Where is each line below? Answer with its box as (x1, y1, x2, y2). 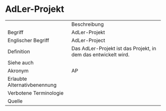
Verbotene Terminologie (7, 89, 64, 96)
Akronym (7, 67, 29, 74)
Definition (7, 48, 31, 55)
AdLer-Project (71, 37, 105, 44)
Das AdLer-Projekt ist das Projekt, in (71, 45, 157, 52)
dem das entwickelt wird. (71, 51, 130, 58)
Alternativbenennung (7, 81, 57, 88)
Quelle (7, 98, 23, 105)
